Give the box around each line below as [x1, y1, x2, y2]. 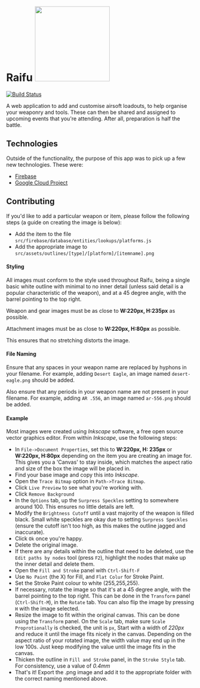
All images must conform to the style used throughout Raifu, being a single [6, 276, 190, 283]
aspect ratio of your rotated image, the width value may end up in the [14, 637, 185, 644]
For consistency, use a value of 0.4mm [14, 662, 110, 669]
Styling [6, 263, 25, 270]
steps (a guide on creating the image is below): [6, 219, 122, 226]
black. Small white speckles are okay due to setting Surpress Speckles [14, 516, 188, 523]
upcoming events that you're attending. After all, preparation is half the [6, 114, 180, 122]
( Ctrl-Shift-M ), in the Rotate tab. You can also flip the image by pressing [14, 599, 195, 606]
